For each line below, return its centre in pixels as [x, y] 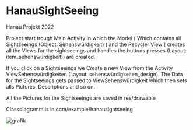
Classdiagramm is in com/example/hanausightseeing [69, 109]
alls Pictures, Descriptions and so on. [50, 86]
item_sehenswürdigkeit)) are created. [51, 57]
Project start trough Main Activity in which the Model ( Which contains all [94, 38]
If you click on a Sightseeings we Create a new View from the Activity [90, 68]
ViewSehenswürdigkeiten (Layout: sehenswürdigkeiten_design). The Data [94, 74]
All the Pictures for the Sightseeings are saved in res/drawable [81, 98]
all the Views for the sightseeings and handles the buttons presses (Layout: [96, 50]
